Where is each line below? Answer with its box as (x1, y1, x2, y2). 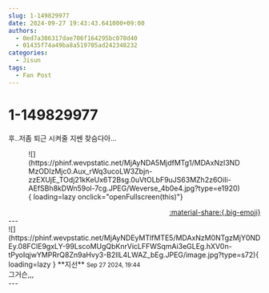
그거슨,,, (8, 269, 34, 279)
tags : (8, 64, 26, 72)
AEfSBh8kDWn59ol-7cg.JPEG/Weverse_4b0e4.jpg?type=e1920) (28, 183, 240, 193)
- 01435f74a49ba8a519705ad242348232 (15, 42, 138, 50)
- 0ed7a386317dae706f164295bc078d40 (15, 34, 138, 42)
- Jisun (15, 57, 42, 65)
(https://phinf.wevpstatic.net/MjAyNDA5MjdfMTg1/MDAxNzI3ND (28, 158, 240, 167)
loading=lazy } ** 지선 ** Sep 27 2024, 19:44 (8, 259, 141, 269)
